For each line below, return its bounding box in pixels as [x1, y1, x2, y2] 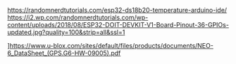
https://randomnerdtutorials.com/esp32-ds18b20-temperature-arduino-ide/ [7, 6, 228, 14]
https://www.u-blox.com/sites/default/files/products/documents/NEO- [9, 42, 213, 49]
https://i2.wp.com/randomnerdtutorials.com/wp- [7, 13, 149, 22]
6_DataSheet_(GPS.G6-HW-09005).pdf [7, 49, 121, 57]
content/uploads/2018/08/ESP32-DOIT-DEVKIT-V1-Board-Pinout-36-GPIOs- [7, 21, 229, 29]
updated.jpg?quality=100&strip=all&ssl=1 [7, 28, 125, 36]
